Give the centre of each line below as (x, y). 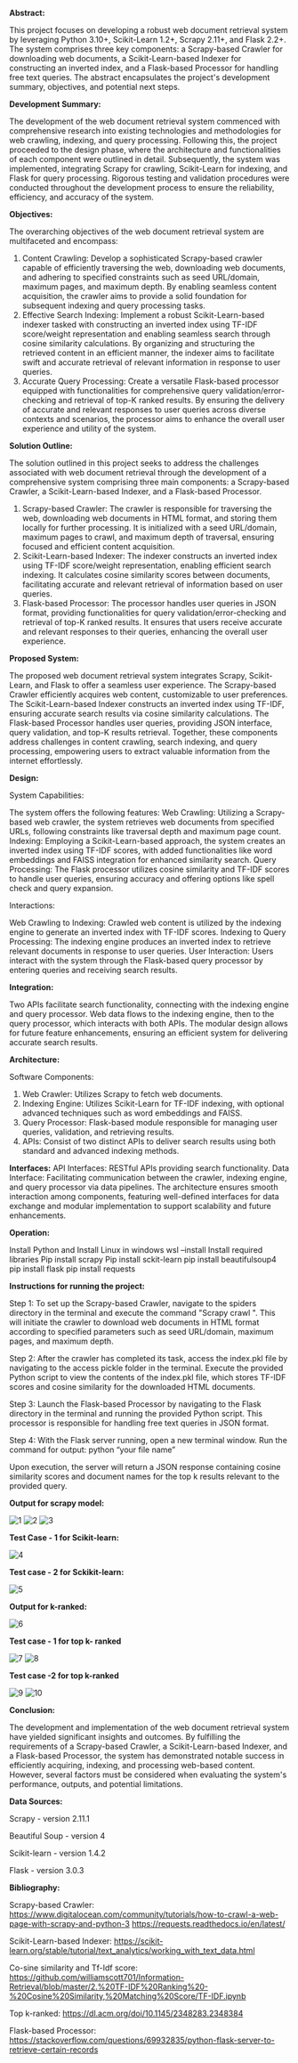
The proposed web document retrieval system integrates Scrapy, (128, 675)
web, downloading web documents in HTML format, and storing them (149, 518)
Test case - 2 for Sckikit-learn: (67, 1572)
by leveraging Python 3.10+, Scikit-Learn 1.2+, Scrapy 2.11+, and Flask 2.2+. (148, 40)
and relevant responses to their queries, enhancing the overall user (145, 632)
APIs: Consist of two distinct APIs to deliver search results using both (149, 1141)
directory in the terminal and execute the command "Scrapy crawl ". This (142, 1313)
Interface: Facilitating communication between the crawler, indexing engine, (148, 1178)
